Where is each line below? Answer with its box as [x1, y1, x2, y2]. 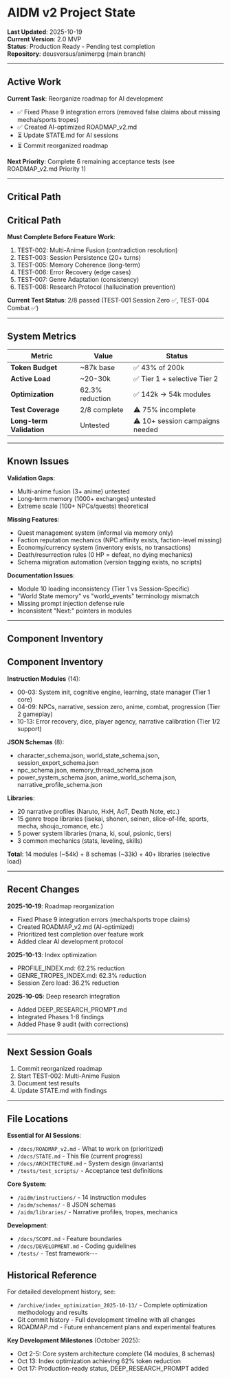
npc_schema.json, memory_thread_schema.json [16, 766, 153, 774]
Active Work [7, 76, 62, 88]
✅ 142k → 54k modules [133, 389, 211, 399]
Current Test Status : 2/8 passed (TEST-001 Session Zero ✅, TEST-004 [7, 296, 210, 304]
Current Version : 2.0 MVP [7, 34, 82, 43]
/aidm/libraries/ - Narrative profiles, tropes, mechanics [16, 1208, 178, 1216]
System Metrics [7, 331, 77, 343]
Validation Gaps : [7, 473, 56, 482]
